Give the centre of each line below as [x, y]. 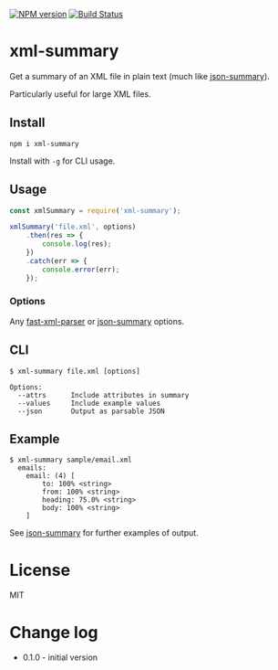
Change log [54, 632]
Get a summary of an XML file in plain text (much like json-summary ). [140, 76]
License [40, 570]
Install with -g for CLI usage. [62, 161]
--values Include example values [89, 403]
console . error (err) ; [81, 270]
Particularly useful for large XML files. [81, 94]
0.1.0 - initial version [60, 657]
